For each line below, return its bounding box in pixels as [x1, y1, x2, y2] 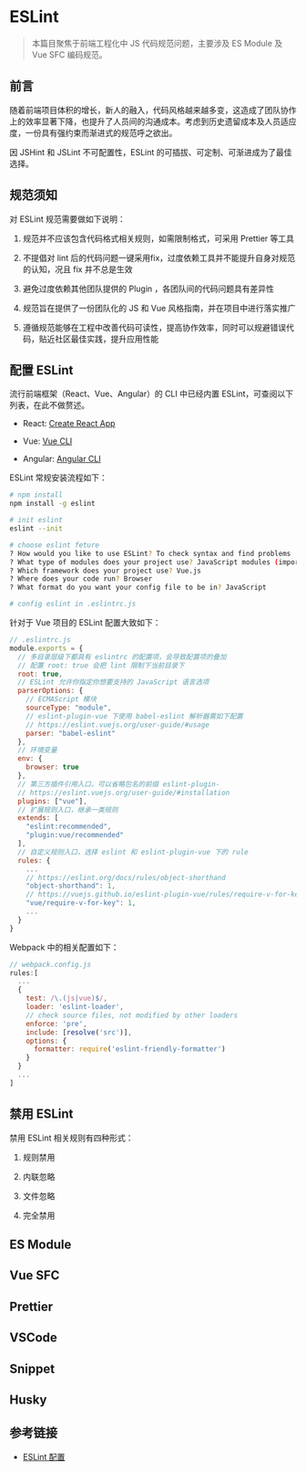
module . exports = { [9, 644, 84, 653]
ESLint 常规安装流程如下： [9, 472, 107, 483]
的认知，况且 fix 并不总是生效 [22, 263, 133, 275]
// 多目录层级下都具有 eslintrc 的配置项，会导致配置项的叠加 [17, 652, 227, 661]
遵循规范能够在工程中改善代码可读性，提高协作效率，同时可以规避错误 [22, 321, 287, 332]
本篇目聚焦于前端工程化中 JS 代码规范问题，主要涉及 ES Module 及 [31, 37, 283, 48]
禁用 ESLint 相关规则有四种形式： [9, 1132, 134, 1143]
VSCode [9, 1330, 57, 1346]
